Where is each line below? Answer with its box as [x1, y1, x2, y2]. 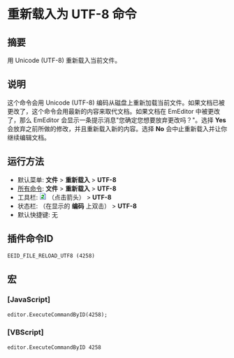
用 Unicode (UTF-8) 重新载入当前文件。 [7, 57, 122, 64]
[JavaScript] [7, 294, 51, 304]
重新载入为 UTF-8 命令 [7, 6, 138, 22]
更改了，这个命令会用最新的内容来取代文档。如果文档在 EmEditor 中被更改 [7, 107, 221, 115]
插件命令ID [7, 233, 54, 245]
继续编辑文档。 [7, 133, 50, 142]
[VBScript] [7, 327, 44, 337]
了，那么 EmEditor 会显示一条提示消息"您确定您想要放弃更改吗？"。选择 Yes [7, 116, 226, 124]
